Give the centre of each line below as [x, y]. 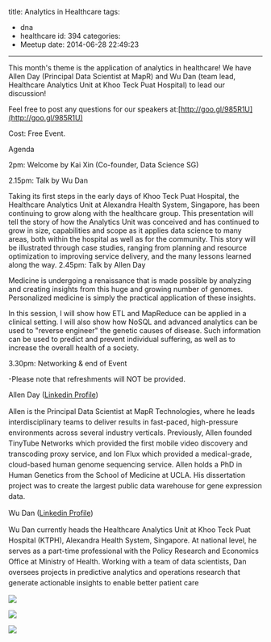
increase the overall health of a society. [74, 348]
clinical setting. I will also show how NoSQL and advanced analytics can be [133, 322]
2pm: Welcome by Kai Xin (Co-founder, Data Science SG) [104, 165]
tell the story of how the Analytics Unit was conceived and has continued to [134, 222]
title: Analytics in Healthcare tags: [64, 12]
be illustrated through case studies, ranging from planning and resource [128, 247]
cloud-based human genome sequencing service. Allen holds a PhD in [125, 465]
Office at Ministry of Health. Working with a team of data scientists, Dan [127, 562]
